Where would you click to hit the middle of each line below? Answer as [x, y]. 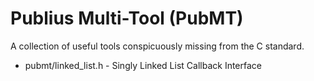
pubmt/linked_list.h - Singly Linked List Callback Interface [143, 65]
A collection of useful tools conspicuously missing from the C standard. [157, 46]
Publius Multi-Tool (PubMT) [127, 18]
